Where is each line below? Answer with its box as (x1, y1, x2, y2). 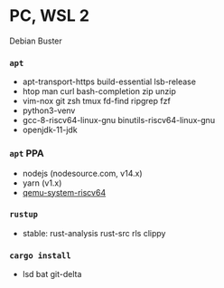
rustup (9, 209, 39, 220)
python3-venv (22, 105, 76, 116)
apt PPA (9, 147, 45, 159)
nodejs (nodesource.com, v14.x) (22, 168, 143, 178)
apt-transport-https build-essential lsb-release (22, 76, 197, 87)
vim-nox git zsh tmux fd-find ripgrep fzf (22, 96, 172, 107)
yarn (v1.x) (22, 178, 62, 188)
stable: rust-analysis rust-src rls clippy (22, 227, 166, 238)
